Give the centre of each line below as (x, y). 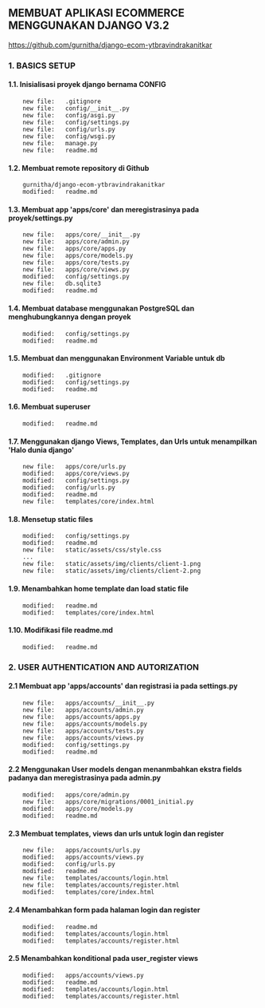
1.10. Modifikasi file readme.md (61, 630)
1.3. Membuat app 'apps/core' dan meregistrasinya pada (104, 209)
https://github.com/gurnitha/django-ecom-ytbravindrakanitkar (110, 45)
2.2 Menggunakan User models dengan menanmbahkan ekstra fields (125, 769)
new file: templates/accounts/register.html (101, 885)
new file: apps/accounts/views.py (84, 737)
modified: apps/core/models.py (78, 809)
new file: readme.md (60, 150)
